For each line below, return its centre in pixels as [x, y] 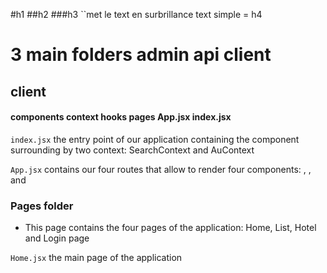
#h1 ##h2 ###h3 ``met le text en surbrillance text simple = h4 [136, 14]
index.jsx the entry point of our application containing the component [155, 139]
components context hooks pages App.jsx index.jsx [121, 117]
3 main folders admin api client [141, 55]
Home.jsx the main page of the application [96, 258]
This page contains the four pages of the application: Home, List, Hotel [170, 228]
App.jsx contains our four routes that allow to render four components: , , [161, 169]
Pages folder [42, 206]
